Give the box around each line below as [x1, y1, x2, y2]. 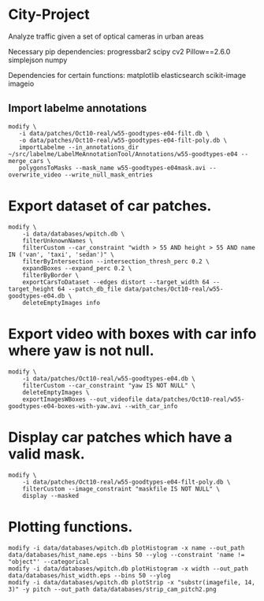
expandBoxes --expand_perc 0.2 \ [22, 264, 132, 273]
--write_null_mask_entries [64, 171, 154, 179]
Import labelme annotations [8, 102, 147, 115]
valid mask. [8, 445, 85, 462]
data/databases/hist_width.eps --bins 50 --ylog [8, 571, 171, 580]
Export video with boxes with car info [8, 325, 257, 343]
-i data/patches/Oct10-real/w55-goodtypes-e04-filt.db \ [18, 129, 210, 137]
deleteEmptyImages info [22, 299, 101, 306]
